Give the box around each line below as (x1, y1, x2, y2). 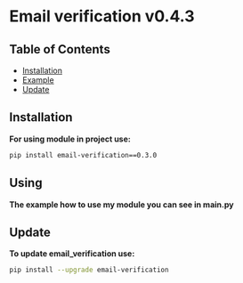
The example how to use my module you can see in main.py (9, 198, 234, 210)
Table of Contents (9, 42, 111, 57)
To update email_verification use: (9, 248, 135, 259)
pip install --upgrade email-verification (9, 265, 169, 275)
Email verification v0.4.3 (9, 6, 195, 27)
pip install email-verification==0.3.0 (9, 150, 158, 159)
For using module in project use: (9, 133, 131, 144)
